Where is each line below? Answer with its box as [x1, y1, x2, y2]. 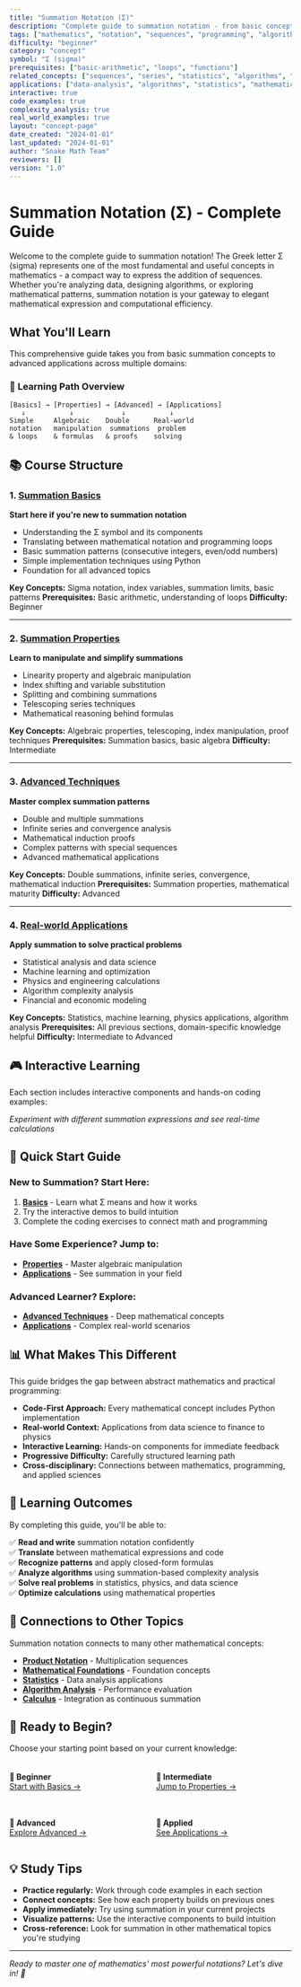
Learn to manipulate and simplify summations [9, 653, 184, 664]
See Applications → [156, 1827, 228, 1838]
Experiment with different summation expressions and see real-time [9, 1113, 261, 1124]
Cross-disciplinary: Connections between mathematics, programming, [21, 1460, 286, 1471]
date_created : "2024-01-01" [9, 130, 115, 139]
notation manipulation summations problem [9, 424, 186, 434]
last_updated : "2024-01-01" [9, 138, 115, 147]
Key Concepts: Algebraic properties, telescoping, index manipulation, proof [9, 725, 289, 736]
